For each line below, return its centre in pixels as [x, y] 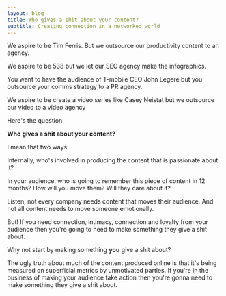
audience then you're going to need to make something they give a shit [107, 230]
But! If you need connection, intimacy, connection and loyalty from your [108, 222]
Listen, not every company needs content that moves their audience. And [110, 201]
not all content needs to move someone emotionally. [81, 209]
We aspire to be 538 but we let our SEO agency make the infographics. [107, 66]
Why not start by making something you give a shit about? [89, 250]
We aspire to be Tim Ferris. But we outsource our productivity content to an [113, 46]
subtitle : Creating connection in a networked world [84, 26]
